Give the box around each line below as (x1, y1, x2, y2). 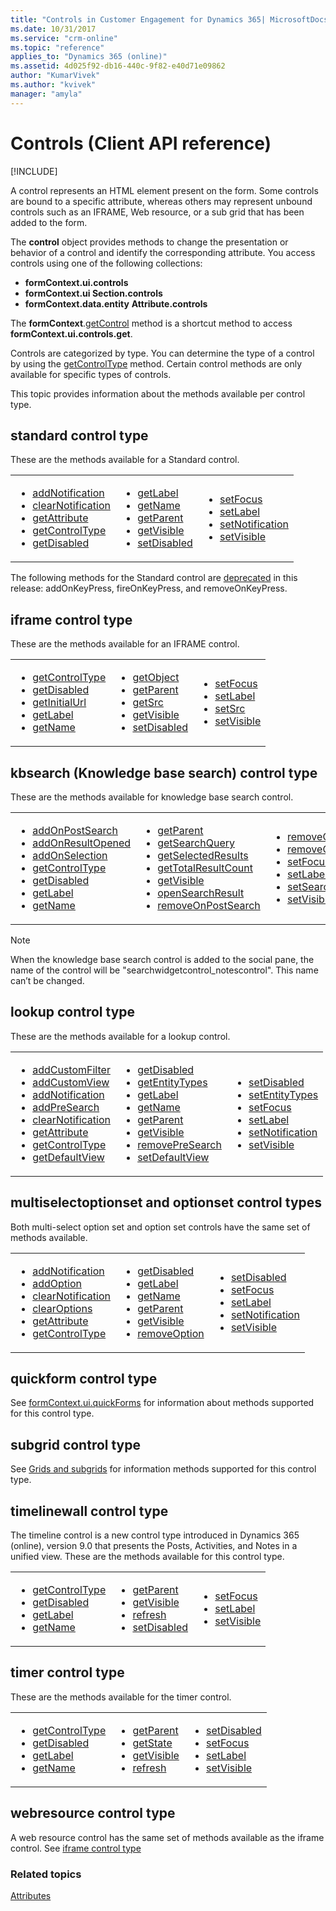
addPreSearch (32, 1100, 100, 1114)
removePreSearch (137, 1137, 222, 1151)
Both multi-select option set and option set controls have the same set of (10, 1221, 311, 1233)
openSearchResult (157, 886, 245, 900)
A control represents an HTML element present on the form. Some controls (10, 184, 319, 196)
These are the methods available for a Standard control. (10, 454, 240, 466)
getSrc (132, 696, 164, 710)
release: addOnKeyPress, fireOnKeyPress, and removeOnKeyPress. (10, 582, 288, 595)
